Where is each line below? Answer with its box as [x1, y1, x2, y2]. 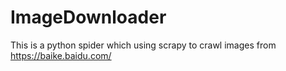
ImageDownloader [10, 6, 167, 29]
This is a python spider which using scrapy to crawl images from [10, 39, 277, 51]
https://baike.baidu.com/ [10, 49, 112, 61]
